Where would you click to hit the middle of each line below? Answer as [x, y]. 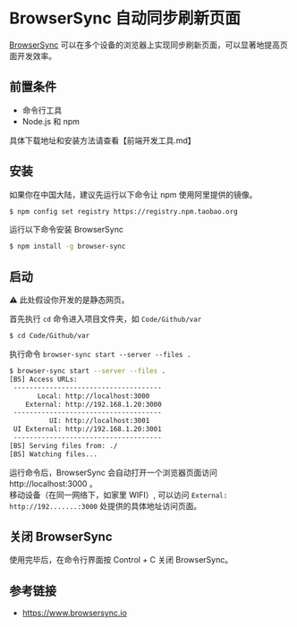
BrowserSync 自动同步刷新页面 [125, 18]
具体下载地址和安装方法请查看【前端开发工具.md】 [102, 140]
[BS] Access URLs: [43, 379]
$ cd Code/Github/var [50, 336]
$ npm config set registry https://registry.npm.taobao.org [124, 211]
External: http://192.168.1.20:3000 [94, 404]
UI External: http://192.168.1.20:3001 [88, 429]
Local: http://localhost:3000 [93, 396]
